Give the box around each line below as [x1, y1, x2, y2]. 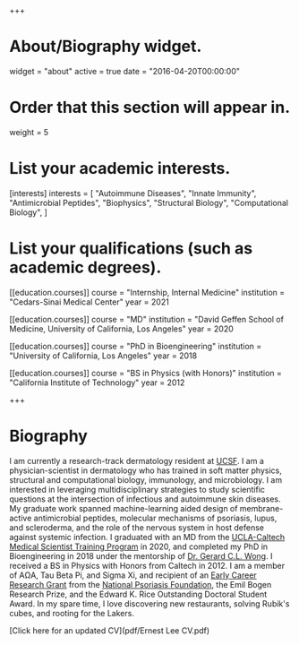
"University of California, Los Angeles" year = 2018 [9, 350, 198, 361]
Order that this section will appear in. [9, 98, 291, 117]
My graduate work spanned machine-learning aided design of [9, 503, 238, 513]
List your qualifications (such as [9, 238, 253, 258]
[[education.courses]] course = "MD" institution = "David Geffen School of [9, 314, 285, 324]
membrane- [239, 503, 284, 513]
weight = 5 [9, 126, 49, 137]
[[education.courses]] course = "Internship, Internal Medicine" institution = [9, 287, 286, 297]
